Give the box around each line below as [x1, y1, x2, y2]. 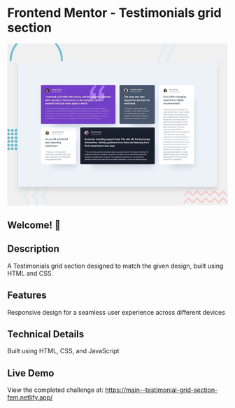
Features [7, 290, 47, 301]
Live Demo [7, 367, 55, 379]
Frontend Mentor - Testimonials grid [7, 5, 222, 21]
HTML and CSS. [7, 268, 54, 278]
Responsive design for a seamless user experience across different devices [7, 308, 226, 316]
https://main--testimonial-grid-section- [104, 386, 218, 394]
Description [7, 243, 59, 255]
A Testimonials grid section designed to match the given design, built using [7, 261, 224, 270]
